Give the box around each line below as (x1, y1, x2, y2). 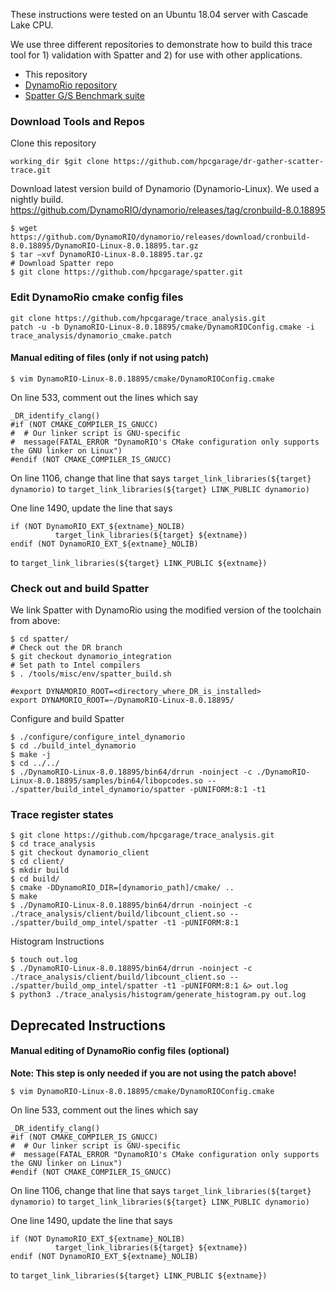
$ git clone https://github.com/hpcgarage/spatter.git (10, 267, 244, 278)
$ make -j (10, 750, 52, 760)
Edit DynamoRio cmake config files (10, 290, 184, 304)
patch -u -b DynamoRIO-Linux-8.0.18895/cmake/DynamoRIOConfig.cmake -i (10, 322, 315, 332)
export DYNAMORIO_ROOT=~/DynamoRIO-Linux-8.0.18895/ (10, 695, 235, 706)
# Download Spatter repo (10, 259, 114, 269)
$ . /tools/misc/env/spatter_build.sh (10, 669, 172, 679)
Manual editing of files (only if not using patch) (10, 352, 209, 364)
